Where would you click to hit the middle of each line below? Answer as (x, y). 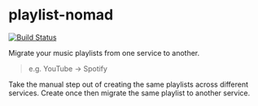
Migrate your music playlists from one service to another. (104, 53)
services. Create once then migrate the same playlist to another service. (129, 93)
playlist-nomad (61, 15)
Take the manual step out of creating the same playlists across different (128, 84)
